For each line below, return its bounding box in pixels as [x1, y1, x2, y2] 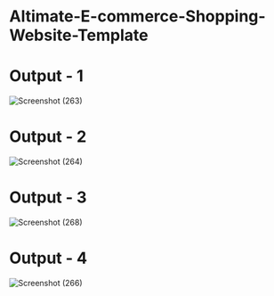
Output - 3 [9, 187, 87, 208]
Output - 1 [9, 66, 85, 86]
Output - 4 [9, 248, 87, 268]
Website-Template [9, 25, 149, 45]
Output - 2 [9, 127, 87, 147]
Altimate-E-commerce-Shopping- [9, 6, 266, 27]
